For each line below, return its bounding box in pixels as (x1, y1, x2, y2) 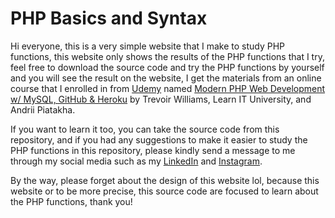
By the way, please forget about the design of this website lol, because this (10, 174, 320, 186)
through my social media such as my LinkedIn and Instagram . (10, 155, 263, 167)
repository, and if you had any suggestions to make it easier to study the (10, 133, 308, 146)
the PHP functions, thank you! (10, 195, 133, 207)
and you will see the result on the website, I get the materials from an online (10, 72, 322, 84)
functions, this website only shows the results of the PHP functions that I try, (10, 50, 325, 62)
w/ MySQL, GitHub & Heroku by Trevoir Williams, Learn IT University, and (10, 93, 312, 105)
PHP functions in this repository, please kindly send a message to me (10, 144, 296, 156)
